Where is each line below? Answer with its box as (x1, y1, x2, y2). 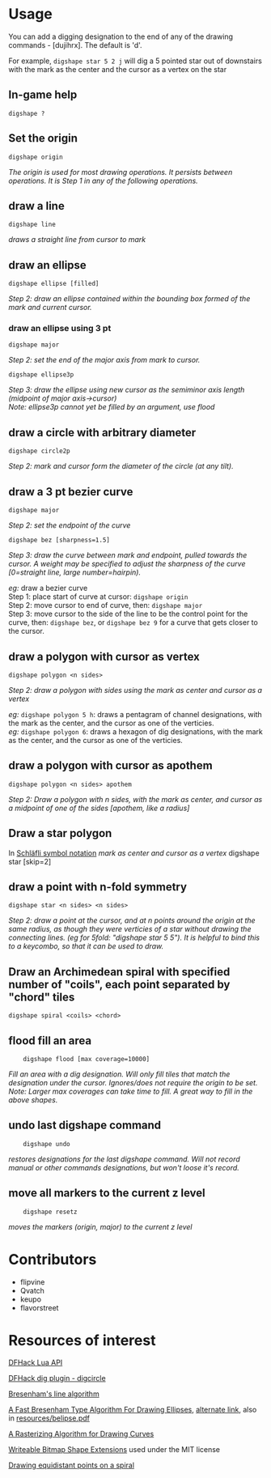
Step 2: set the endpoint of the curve (8, 520, 131, 530)
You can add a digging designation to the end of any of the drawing (8, 32, 233, 41)
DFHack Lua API (8, 1357, 63, 1368)
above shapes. (8, 1094, 58, 1105)
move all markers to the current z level (8, 1187, 205, 1200)
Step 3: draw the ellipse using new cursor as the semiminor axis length (8, 385, 245, 395)
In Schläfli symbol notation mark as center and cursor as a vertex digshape (8, 847, 260, 858)
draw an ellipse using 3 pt (8, 323, 112, 334)
